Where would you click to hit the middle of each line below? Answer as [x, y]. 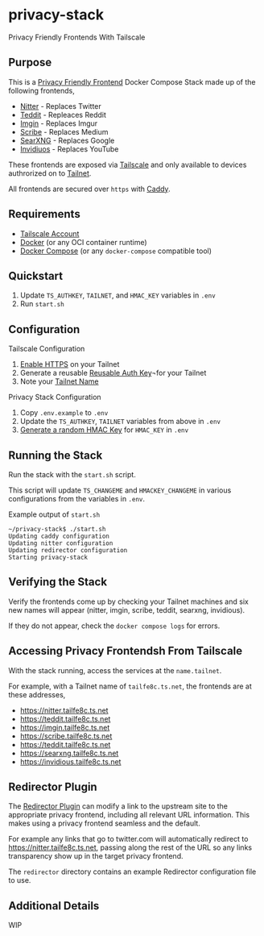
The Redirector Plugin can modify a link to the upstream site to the [118, 806]
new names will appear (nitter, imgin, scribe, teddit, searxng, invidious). [127, 609]
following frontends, [41, 90]
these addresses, [37, 694]
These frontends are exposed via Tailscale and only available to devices [128, 164]
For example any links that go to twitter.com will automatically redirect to [128, 839]
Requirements [44, 214]
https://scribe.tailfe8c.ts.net [66, 736]
